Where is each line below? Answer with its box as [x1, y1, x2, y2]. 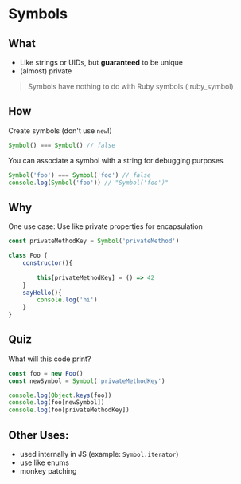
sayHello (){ [22, 289, 62, 297]
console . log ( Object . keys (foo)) [8, 392, 112, 399]
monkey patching [19, 466, 77, 475]
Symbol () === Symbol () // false [8, 141, 115, 149]
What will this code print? [8, 354, 91, 364]
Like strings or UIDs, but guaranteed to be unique [19, 57, 184, 67]
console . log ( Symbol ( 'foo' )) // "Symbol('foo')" [8, 179, 169, 187]
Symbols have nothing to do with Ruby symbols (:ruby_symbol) [27, 81, 234, 91]
